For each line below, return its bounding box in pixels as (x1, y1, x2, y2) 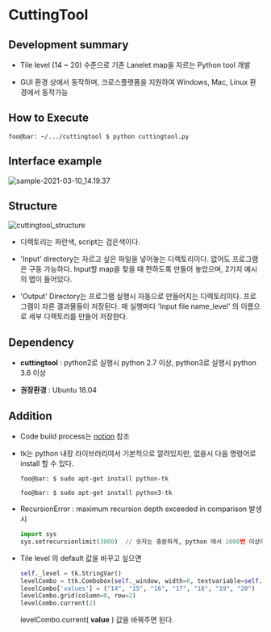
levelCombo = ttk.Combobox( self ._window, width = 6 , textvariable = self (19, 576, 260, 585)
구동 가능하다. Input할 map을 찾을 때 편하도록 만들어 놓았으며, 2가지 (28, 264, 243, 274)
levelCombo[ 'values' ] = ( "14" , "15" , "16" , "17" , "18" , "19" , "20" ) (19, 584, 256, 592)
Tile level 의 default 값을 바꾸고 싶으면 (19, 553, 142, 563)
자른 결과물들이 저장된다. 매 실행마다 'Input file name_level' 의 (41, 301, 240, 311)
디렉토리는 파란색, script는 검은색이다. (19, 237, 141, 247)
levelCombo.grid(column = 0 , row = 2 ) (19, 592, 136, 600)
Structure (8, 199, 58, 213)
